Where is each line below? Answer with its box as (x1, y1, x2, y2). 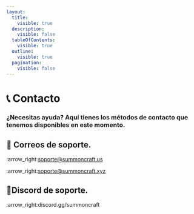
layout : (6, 8, 26, 15)
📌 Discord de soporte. (6, 185, 89, 195)
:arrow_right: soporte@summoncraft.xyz (6, 167, 106, 175)
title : (12, 15, 28, 21)
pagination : (12, 59, 42, 65)
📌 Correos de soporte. (6, 139, 92, 150)
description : (12, 25, 45, 32)
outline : (12, 48, 34, 55)
